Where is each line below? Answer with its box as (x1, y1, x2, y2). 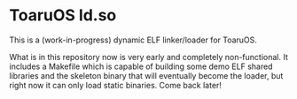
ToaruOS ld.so (9, 5, 117, 26)
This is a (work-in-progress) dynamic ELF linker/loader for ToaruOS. (9, 34, 257, 45)
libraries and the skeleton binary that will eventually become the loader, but (9, 70, 284, 80)
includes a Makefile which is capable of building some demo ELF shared (9, 61, 273, 72)
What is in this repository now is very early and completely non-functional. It (9, 51, 288, 62)
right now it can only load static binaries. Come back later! (9, 80, 222, 90)
